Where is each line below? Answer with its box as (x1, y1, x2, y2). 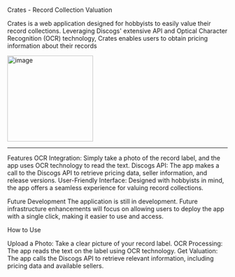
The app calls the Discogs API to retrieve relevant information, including (7, 255, 214, 262)
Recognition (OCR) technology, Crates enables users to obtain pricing (7, 34, 208, 42)
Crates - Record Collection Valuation (7, 6, 113, 14)
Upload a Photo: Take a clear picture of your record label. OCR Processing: (7, 239, 223, 248)
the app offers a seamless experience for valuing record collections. (7, 184, 204, 191)
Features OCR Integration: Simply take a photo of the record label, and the (7, 154, 220, 162)
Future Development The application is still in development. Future (7, 197, 198, 205)
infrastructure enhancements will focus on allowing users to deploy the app (7, 205, 225, 212)
